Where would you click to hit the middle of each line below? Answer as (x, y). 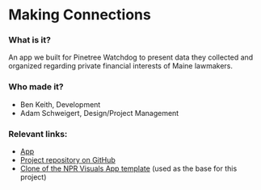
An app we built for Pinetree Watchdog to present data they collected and (131, 57)
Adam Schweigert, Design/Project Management (99, 113)
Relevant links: (38, 134)
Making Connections (80, 15)
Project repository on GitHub (67, 160)
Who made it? (36, 87)
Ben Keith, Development (60, 104)
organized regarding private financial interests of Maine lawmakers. (120, 66)
